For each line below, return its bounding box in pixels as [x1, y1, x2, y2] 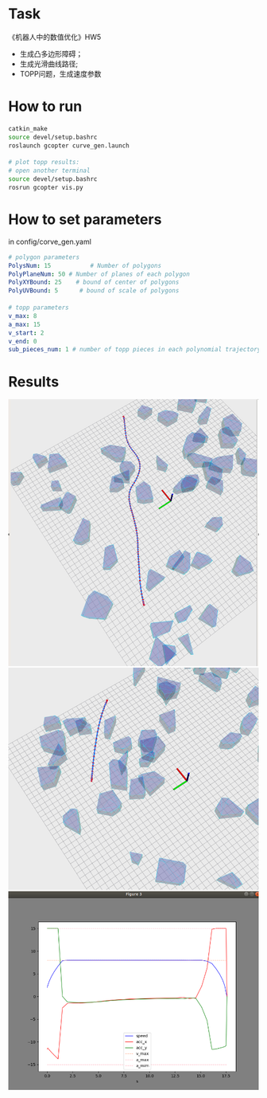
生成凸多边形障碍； [19, 49, 83, 58]
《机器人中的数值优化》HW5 [8, 32, 102, 41]
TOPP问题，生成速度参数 [19, 69, 102, 78]
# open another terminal [8, 167, 91, 175]
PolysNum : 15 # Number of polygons [8, 261, 161, 269]
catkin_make [8, 124, 48, 132]
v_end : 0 [8, 337, 37, 345]
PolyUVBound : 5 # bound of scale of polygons [8, 287, 180, 295]
